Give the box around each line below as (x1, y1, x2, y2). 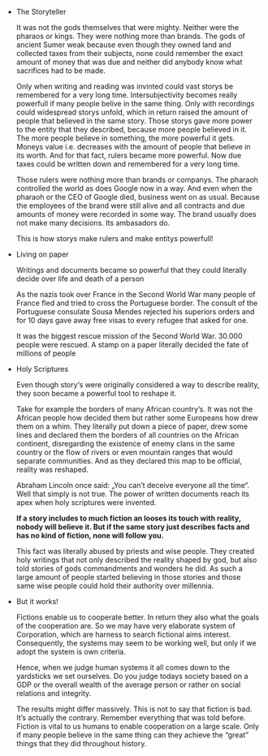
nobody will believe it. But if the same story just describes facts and (15, 522, 250, 531)
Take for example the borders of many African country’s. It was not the (15, 404, 253, 413)
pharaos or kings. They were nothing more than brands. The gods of (15, 32, 245, 41)
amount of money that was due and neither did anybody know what (15, 57, 243, 67)
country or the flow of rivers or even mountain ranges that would (15, 447, 233, 457)
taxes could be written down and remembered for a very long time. (15, 159, 240, 169)
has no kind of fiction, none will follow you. (15, 531, 164, 540)
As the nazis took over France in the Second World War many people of (15, 290, 256, 299)
